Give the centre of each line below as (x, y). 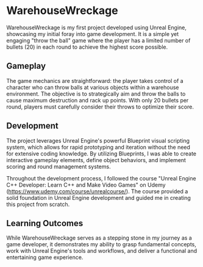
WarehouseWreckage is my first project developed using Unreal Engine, (97, 27)
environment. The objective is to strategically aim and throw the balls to (96, 94)
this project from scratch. (38, 204)
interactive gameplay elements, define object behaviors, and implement (96, 160)
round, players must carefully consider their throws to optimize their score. (100, 107)
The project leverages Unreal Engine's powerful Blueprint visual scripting (98, 140)
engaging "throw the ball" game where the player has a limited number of (98, 40)
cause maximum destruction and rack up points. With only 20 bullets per (98, 100)
